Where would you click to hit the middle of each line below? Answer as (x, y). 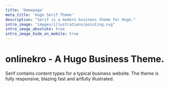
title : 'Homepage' (25, 10)
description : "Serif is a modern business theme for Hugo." (71, 19)
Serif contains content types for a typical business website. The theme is (82, 73)
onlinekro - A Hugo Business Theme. (85, 59)
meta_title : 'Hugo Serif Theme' (40, 15)
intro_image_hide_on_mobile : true (42, 34)
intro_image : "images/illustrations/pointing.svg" (60, 24)
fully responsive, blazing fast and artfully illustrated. (60, 79)
